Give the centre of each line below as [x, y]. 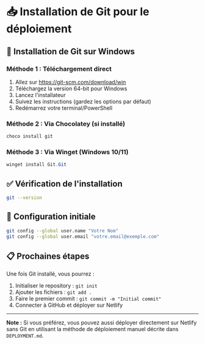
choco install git [30, 137]
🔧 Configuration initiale [51, 217]
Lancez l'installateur [40, 95]
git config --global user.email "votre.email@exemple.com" [83, 236]
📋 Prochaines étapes [48, 256]
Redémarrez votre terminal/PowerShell [64, 108]
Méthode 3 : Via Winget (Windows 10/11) [68, 152]
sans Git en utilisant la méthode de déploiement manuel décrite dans [92, 329]
